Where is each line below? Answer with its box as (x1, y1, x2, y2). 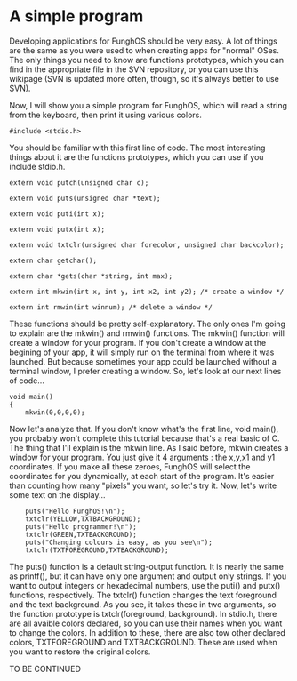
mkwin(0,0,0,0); (25, 407, 86, 417)
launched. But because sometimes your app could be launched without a (9, 356, 277, 366)
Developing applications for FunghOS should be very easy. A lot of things (9, 36, 277, 46)
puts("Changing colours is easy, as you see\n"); (25, 538, 213, 547)
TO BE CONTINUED (9, 663, 82, 674)
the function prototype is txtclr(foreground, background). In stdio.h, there (9, 608, 277, 619)
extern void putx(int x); (9, 225, 105, 234)
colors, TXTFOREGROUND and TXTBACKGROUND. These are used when (9, 637, 277, 647)
